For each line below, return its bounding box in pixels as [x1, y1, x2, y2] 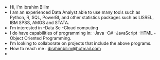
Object [9, 35, 23, 41]
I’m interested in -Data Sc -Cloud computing [9, 25, 99, 31]
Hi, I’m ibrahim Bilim [9, 4, 50, 10]
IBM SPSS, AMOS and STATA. [9, 20, 70, 25]
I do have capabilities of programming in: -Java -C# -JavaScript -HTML [9, 30, 153, 36]
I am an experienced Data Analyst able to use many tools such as [9, 9, 141, 15]
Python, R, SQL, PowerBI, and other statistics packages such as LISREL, [9, 15, 154, 20]
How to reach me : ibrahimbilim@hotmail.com [9, 46, 101, 51]
